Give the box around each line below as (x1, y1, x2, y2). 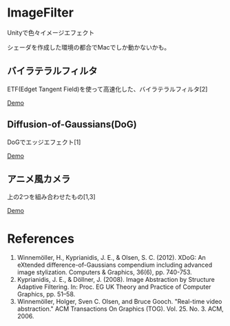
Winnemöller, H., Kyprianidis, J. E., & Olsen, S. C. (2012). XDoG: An (17, 254, 207, 262)
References (7, 231, 74, 246)
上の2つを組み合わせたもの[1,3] (7, 193, 96, 201)
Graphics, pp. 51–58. (17, 290, 76, 298)
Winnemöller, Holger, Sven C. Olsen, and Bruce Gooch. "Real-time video (17, 298, 222, 306)
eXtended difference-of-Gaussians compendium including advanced (17, 261, 213, 269)
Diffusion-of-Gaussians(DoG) (7, 119, 137, 130)
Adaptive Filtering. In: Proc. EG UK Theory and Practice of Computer (17, 283, 211, 291)
